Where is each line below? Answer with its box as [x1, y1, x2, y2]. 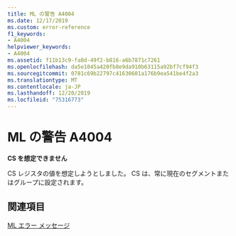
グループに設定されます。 [13, 178, 87, 186]
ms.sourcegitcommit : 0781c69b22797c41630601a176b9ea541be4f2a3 [7, 70, 199, 77]
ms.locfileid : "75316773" [7, 97, 84, 104]
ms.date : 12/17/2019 [7, 17, 69, 24]
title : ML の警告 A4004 [7, 10, 75, 18]
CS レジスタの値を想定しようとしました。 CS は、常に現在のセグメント [7, 168, 217, 178]
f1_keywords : [7, 30, 46, 38]
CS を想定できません [7, 154, 68, 162]
